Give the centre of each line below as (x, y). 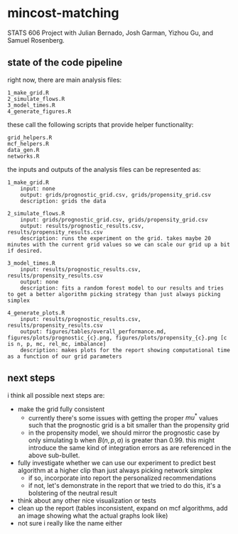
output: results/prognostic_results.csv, (82, 226)
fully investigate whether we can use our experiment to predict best (117, 463)
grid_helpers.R (30, 137)
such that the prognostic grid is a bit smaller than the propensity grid (129, 425)
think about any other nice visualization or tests (87, 501)
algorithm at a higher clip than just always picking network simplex (115, 471)
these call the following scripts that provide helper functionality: (101, 124)
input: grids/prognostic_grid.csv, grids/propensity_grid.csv (114, 219)
